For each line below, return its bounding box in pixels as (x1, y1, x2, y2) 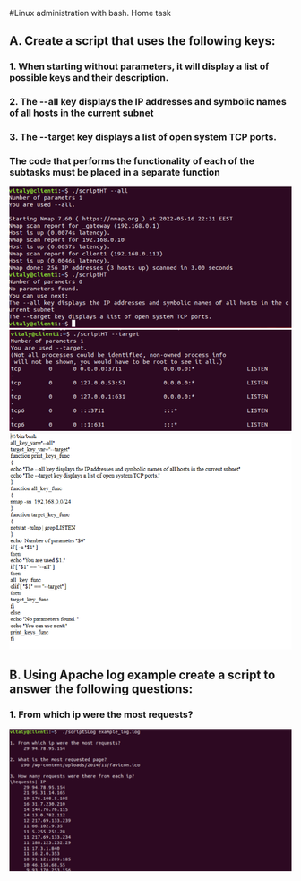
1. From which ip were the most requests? (9, 708, 193, 721)
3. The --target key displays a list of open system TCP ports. (9, 131, 278, 143)
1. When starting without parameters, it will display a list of (9, 60, 270, 73)
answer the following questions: (9, 681, 193, 696)
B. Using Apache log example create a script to (9, 667, 276, 682)
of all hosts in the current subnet (9, 107, 154, 119)
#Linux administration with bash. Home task (9, 8, 172, 18)
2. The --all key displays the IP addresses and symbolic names (9, 96, 287, 108)
